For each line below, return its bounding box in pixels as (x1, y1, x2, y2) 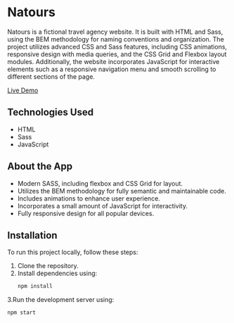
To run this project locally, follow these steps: (7, 248, 138, 257)
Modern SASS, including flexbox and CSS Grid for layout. (17, 179, 183, 187)
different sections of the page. (7, 72, 95, 81)
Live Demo (7, 86, 39, 94)
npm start (7, 309, 37, 317)
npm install (17, 283, 53, 290)
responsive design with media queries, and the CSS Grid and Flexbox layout (7, 50, 227, 58)
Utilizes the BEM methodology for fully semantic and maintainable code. (17, 186, 226, 195)
